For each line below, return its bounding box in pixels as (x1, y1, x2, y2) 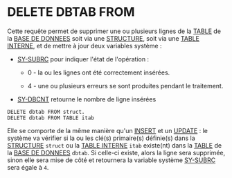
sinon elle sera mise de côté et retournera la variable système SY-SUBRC (7, 156, 216, 164)
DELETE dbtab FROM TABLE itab (7, 115, 95, 121)
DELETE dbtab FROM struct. (7, 108, 85, 115)
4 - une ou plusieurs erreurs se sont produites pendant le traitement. (27, 81, 224, 90)
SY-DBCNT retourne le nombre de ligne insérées (17, 95, 157, 103)
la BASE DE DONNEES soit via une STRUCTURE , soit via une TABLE (7, 34, 199, 42)
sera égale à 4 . (7, 163, 49, 171)
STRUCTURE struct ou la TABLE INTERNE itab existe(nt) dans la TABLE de (7, 141, 222, 149)
